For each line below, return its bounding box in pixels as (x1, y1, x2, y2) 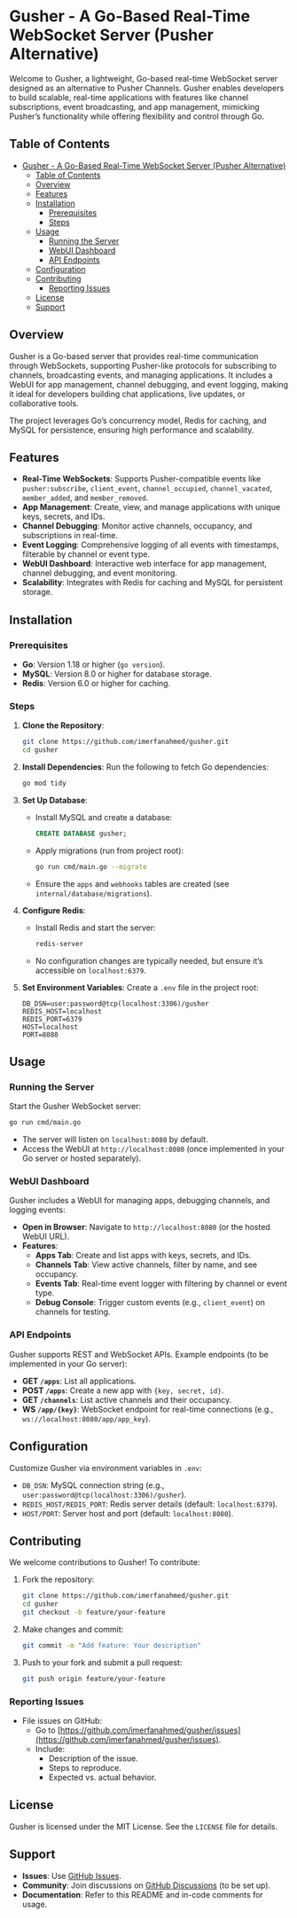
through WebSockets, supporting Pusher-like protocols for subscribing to (9, 360, 277, 371)
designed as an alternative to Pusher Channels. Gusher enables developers (9, 82, 285, 93)
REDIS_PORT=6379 (21, 1014, 82, 1023)
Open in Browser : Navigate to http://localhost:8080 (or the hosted (21, 1222, 270, 1233)
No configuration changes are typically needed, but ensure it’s (35, 955, 263, 966)
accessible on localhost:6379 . (35, 965, 146, 975)
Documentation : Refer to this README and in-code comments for (21, 1889, 263, 1899)
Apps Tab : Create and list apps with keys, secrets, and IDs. (35, 1250, 252, 1261)
